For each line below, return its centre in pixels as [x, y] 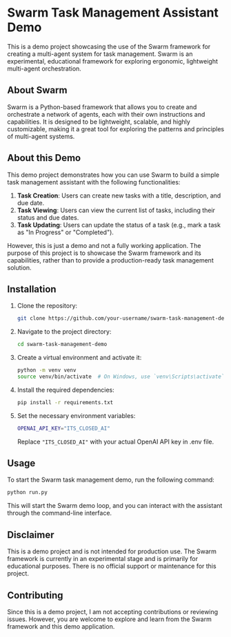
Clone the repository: [47, 306]
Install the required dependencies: [66, 390]
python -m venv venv [47, 370]
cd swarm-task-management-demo [62, 344]
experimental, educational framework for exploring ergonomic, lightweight [113, 61]
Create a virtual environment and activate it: [79, 358]
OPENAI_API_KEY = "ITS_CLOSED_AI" [63, 428]
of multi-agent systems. [41, 136]
